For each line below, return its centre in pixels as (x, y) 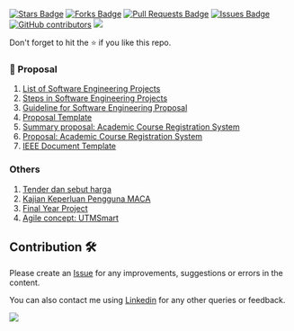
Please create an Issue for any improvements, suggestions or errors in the (146, 273)
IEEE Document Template (69, 146)
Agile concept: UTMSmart (71, 218)
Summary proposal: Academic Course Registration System (131, 127)
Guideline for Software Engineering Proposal (105, 108)
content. (25, 282)
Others (25, 169)
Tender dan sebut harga (67, 189)
